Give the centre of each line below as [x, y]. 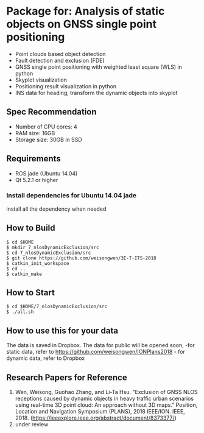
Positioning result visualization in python [66, 86]
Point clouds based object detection [60, 54]
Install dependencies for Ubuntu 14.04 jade [72, 195]
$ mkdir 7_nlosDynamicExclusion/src [53, 247]
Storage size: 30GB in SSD [48, 139]
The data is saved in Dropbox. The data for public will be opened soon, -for [100, 345]
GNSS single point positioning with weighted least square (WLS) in [99, 67]
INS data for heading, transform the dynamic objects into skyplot [96, 93]
